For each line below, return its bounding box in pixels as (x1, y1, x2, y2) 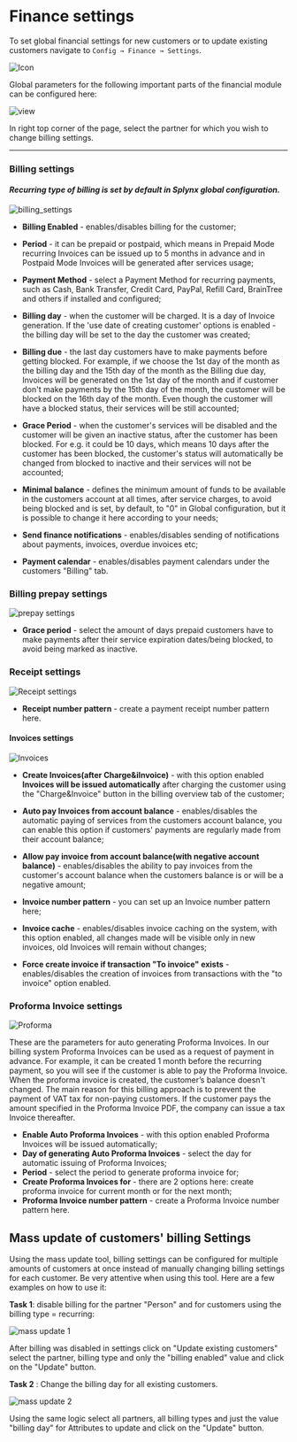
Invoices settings (9, 733, 74, 744)
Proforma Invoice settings (9, 999, 123, 1012)
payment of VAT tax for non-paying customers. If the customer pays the (9, 1093, 271, 1104)
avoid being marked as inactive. (21, 644, 139, 654)
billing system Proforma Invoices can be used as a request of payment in (9, 1046, 275, 1057)
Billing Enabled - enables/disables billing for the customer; (21, 221, 237, 232)
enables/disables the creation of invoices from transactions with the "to (21, 968, 283, 979)
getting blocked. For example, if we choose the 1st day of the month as (21, 356, 280, 366)
